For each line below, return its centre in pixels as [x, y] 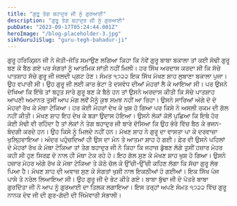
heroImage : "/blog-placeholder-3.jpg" [64, 34]
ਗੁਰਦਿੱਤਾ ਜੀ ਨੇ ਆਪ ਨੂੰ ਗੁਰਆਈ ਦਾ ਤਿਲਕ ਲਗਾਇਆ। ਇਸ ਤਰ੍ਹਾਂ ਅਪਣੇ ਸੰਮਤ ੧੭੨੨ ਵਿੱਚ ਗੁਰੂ [117, 187]
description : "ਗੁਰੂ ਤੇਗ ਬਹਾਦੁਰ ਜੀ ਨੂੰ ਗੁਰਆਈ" [66, 20]
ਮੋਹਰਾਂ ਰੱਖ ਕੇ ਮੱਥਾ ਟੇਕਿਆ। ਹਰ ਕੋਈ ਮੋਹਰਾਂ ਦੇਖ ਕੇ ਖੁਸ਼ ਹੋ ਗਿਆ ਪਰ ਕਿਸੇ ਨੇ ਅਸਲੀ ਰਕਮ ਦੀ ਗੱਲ [118, 108]
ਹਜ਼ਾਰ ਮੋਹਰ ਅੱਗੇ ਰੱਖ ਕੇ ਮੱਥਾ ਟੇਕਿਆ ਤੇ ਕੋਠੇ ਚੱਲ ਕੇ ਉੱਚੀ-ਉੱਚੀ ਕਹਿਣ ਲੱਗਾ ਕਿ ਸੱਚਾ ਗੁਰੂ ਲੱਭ [113, 164]
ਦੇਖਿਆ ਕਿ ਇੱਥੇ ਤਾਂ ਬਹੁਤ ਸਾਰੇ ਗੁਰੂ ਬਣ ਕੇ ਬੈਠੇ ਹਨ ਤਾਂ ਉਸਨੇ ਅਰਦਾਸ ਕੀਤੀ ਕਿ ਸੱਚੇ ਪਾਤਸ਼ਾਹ [111, 92]
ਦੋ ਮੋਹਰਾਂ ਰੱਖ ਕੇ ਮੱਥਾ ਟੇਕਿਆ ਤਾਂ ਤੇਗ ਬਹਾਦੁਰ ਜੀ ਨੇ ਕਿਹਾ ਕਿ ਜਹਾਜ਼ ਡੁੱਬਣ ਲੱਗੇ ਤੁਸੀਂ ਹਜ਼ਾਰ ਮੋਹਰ [115, 147]
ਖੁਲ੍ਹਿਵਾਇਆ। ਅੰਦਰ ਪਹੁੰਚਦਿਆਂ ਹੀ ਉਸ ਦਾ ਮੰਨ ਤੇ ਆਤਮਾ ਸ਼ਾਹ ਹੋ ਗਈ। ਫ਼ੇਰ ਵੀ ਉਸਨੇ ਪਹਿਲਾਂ [116, 140]
